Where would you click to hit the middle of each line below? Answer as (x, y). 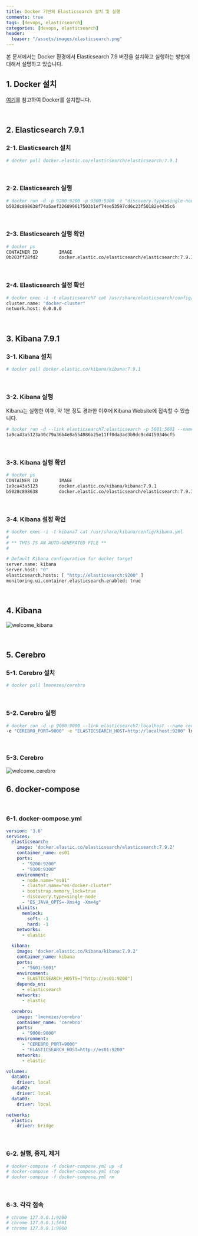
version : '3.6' (25, 831)
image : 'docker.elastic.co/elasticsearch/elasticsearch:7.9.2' (96, 848)
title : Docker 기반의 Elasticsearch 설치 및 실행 (63, 12)
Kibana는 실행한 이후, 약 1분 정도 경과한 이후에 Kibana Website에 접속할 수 (93, 411)
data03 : (21, 1098)
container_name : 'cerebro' (50, 1022)
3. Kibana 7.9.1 (33, 339)
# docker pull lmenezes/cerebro (46, 685)
